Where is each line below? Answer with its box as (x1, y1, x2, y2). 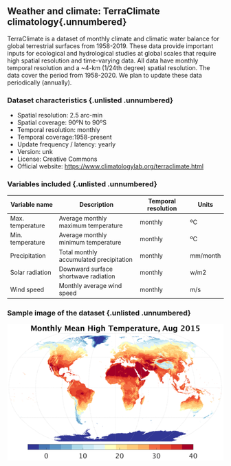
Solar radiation (10, 268, 52, 277)
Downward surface (58, 265, 113, 273)
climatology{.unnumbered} (7, 16, 127, 28)
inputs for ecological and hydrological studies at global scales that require (7, 49, 217, 57)
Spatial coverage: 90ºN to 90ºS (16, 118, 107, 126)
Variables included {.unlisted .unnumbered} (7, 179, 157, 189)
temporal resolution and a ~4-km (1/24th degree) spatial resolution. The (7, 63, 211, 71)
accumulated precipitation (58, 255, 133, 263)
